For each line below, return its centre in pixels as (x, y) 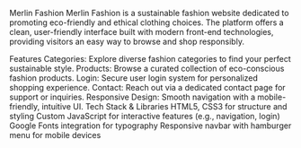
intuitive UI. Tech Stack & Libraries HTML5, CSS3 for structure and (164, 106)
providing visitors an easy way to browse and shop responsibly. (127, 41)
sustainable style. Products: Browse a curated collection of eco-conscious (147, 68)
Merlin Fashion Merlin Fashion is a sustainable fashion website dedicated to (149, 13)
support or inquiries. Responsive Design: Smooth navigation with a (133, 97)
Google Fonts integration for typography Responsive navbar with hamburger (150, 126)
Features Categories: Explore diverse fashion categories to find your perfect (150, 59)
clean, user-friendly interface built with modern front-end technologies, (142, 32)
